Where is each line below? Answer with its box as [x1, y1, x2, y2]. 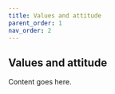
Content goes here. [8, 77, 72, 87]
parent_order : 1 [8, 19, 62, 27]
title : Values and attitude [8, 11, 102, 20]
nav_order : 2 [8, 26, 52, 34]
